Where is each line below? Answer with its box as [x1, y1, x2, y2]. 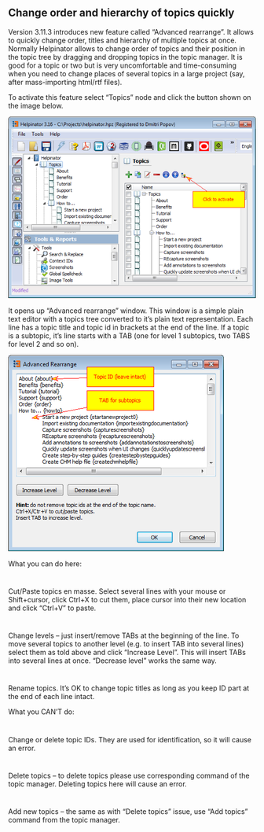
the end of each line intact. [8, 692, 95, 701]
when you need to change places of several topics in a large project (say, [8, 68, 245, 78]
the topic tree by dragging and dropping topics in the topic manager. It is [8, 52, 243, 61]
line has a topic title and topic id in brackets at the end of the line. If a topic [8, 322, 250, 332]
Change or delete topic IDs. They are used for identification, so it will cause [8, 734, 252, 744]
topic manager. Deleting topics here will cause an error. [8, 779, 187, 789]
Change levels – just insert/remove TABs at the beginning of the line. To [8, 631, 240, 640]
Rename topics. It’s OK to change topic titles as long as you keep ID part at [8, 683, 250, 693]
